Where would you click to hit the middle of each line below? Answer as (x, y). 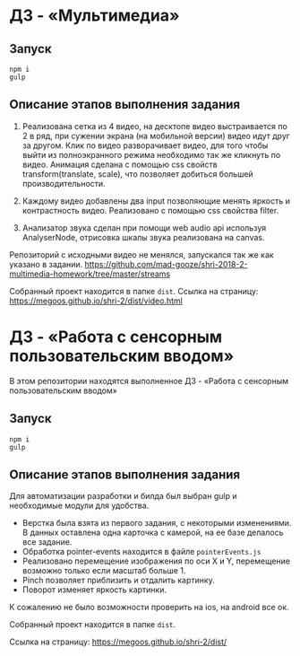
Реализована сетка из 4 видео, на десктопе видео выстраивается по (155, 126)
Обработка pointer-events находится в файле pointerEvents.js (141, 552)
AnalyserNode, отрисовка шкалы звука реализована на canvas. (143, 237)
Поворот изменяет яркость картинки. (94, 590)
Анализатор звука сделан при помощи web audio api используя (144, 227)
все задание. (47, 542)
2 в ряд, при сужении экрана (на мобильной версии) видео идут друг (156, 136)
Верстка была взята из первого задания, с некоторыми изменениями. (157, 523)
